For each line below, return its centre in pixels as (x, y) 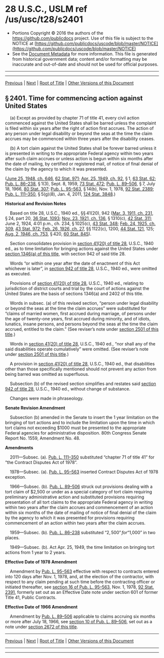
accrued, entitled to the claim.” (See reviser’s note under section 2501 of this (82, 329)
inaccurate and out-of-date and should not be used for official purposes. (85, 64)
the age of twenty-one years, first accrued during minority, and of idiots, (78, 318)
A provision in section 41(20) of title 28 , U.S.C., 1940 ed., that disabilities (82, 364)
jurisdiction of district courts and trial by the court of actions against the (77, 288)
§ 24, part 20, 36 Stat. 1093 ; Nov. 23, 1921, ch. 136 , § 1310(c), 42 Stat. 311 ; (79, 218)
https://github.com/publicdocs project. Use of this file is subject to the (83, 38)
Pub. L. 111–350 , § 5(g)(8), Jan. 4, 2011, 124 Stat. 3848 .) (60, 194)
